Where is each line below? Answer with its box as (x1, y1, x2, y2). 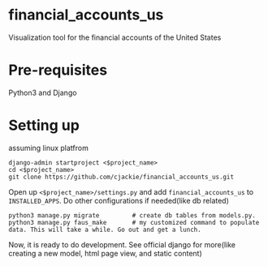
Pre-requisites (8, 61, 108, 79)
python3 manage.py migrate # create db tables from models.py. (8, 211, 256, 220)
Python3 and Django (8, 88, 77, 97)
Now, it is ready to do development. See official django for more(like (8, 239, 236, 249)
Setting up (8, 116, 80, 135)
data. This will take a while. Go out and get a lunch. (8, 225, 201, 234)
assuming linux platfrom (8, 143, 89, 152)
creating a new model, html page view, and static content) (8, 248, 203, 258)
